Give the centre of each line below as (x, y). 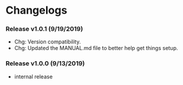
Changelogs (36, 10)
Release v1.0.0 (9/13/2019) (45, 64)
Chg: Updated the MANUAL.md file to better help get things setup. (96, 48)
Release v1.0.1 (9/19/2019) (44, 29)
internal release (33, 76)
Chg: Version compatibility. (48, 42)
